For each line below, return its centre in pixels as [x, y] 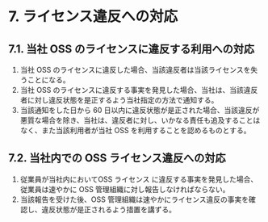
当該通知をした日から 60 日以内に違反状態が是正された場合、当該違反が [140, 110]
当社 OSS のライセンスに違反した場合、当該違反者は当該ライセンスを [135, 70]
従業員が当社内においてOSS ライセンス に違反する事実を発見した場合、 [139, 179]
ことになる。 [48, 80]
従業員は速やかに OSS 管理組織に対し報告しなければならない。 [125, 189]
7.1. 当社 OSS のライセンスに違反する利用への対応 [132, 49]
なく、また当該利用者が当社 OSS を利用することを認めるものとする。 [135, 130]
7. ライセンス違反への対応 [93, 17]
